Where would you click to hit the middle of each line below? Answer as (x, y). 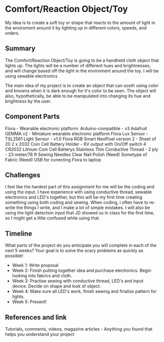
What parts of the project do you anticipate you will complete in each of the (81, 245)
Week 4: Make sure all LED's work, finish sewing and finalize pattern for (84, 291)
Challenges (23, 175)
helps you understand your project (40, 334)
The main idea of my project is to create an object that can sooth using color (82, 85)
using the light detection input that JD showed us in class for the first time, (80, 213)
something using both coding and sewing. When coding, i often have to (77, 203)
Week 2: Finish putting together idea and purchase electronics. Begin (82, 270)
